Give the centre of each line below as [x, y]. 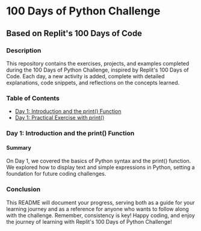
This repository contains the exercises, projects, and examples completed [98, 63]
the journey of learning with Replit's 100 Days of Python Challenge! [89, 221]
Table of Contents [33, 98]
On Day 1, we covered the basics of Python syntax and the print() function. [99, 161]
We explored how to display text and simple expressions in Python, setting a [100, 167]
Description [24, 51]
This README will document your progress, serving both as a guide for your [100, 202]
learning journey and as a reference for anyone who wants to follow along [98, 209]
